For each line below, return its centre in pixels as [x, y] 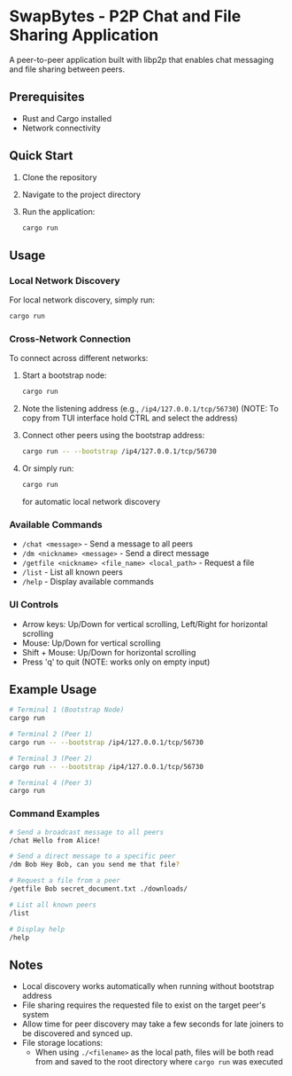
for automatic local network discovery [91, 501]
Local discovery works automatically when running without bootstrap [148, 986]
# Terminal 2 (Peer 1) [51, 734]
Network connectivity [61, 128]
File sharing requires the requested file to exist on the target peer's [144, 1005]
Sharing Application [84, 35]
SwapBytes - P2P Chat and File [125, 16]
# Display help [37, 929]
